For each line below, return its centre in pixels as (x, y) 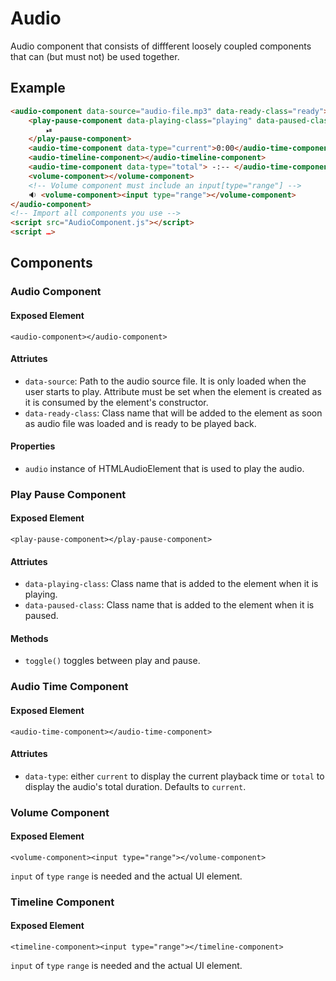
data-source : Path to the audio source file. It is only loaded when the (165, 381)
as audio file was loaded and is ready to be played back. (140, 423)
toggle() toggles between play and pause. (112, 661)
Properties (33, 446)
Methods (29, 638)
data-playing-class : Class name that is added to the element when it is (171, 584)
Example (38, 88)
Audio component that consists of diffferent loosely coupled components (161, 46)
